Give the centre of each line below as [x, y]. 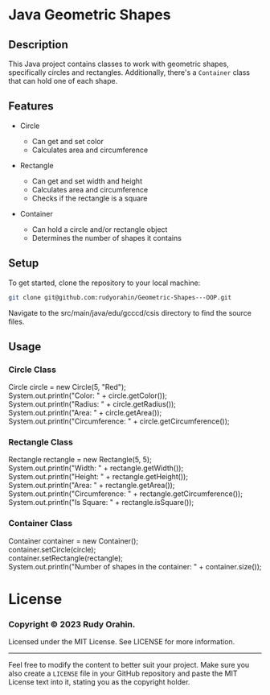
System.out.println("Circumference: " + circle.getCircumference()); [119, 421]
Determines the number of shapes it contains [107, 238]
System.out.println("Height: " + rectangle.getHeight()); [98, 477]
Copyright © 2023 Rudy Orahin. [72, 624]
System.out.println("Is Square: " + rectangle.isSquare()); [101, 503]
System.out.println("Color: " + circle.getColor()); [88, 395]
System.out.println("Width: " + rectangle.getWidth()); [96, 468]
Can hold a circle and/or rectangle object [100, 229]
